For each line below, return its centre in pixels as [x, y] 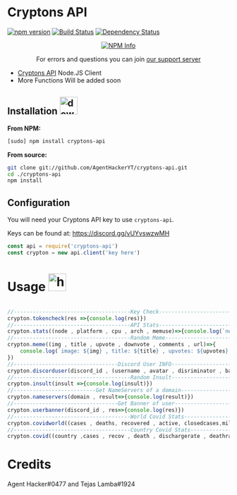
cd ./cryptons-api [34, 174]
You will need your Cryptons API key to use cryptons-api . [91, 220]
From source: [27, 154]
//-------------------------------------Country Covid [90, 430]
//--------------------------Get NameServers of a [83, 391]
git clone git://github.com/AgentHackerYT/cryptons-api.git [98, 167]
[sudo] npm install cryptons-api [56, 141]
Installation [32, 111]
